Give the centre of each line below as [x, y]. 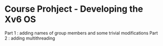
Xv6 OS [20, 19]
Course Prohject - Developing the [74, 9]
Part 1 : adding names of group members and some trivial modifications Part [81, 33]
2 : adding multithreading [30, 38]
